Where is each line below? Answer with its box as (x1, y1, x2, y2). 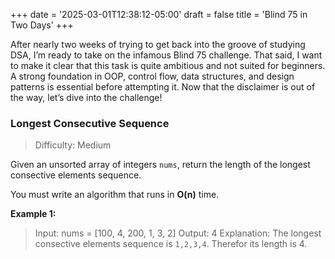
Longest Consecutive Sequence (10, 116, 170, 130)
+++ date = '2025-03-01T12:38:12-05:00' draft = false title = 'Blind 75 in (10, 9, 308, 20)
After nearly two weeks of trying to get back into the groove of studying (10, 39, 306, 50)
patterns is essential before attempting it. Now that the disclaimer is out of (10, 81, 316, 93)
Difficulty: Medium (34, 139, 112, 151)
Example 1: (10, 208, 57, 220)
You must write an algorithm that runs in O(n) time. (10, 189, 220, 201)
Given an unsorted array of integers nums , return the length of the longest (10, 159, 311, 171)
